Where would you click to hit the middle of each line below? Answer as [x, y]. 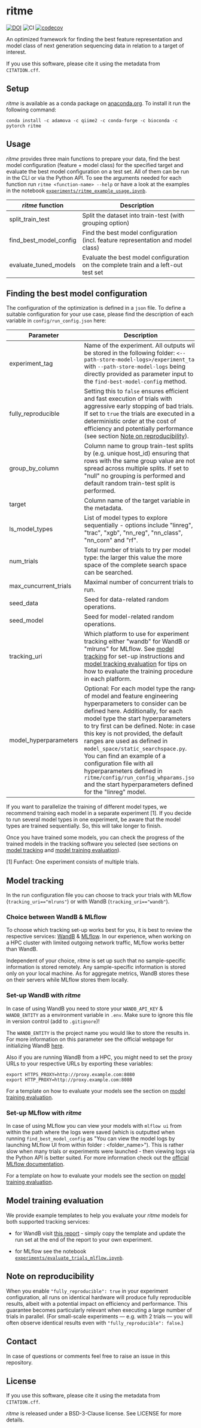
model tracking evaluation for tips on [135, 664]
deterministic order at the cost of [130, 421]
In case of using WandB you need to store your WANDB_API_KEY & [85, 1009]
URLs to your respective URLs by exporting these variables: [80, 1063]
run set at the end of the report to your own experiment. [83, 1239]
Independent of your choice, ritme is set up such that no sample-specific [96, 961]
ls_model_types [31, 529]
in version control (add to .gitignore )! [53, 1021]
